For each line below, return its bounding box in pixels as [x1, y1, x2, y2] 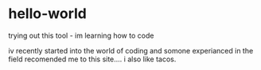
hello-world [8, 5, 88, 23]
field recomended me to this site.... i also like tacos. [8, 54, 177, 64]
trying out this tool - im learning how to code [8, 31, 154, 40]
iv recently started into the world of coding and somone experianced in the [8, 46, 254, 55]
